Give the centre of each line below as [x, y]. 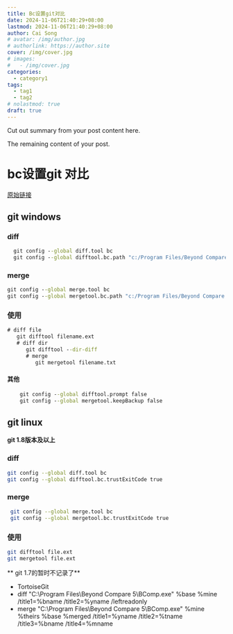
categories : [24, 72]
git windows [34, 217]
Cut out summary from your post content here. [74, 130]
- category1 [31, 78]
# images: [21, 59]
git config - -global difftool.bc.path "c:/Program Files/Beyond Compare [121, 258]
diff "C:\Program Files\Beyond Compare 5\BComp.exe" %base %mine [117, 594]
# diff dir [32, 343]
